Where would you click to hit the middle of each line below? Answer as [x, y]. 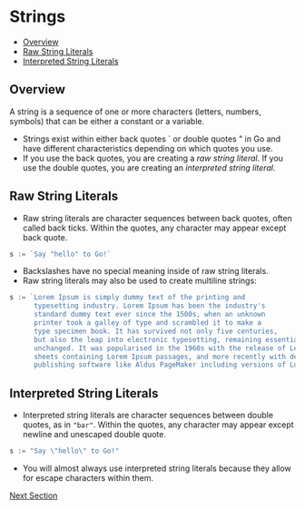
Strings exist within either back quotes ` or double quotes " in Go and [152, 139]
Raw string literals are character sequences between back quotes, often [157, 218]
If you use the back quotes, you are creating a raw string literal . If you [153, 158]
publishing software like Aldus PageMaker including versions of [159, 365]
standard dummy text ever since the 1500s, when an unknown [149, 315]
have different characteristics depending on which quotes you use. [148, 148]
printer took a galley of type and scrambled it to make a [147, 323]
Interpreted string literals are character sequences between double [148, 416]
